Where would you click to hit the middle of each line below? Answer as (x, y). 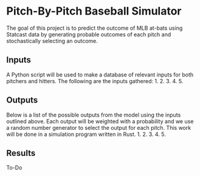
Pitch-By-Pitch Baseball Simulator (94, 11)
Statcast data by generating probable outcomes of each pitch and (89, 34)
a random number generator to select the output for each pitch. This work (99, 127)
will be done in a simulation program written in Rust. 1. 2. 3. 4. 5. (86, 134)
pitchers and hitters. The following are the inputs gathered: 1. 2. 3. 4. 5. (95, 81)
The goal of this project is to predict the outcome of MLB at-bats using (95, 28)
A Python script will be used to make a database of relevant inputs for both (100, 75)
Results (21, 153)
